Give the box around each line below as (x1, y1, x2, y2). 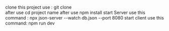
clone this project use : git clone (5, 4, 72, 10)
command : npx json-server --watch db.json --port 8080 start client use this (5, 15, 164, 20)
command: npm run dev (5, 20, 55, 26)
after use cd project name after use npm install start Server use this (5, 9, 145, 15)
